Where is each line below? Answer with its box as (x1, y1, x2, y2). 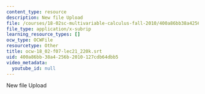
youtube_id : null (12, 65, 56, 72)
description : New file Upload (6, 15, 84, 21)
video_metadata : (6, 59, 48, 65)
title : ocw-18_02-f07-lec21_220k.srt (6, 49, 103, 55)
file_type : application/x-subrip (6, 25, 92, 32)
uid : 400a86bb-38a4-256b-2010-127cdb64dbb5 (6, 54, 119, 60)
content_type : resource (6, 8, 67, 15)
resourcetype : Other (6, 43, 59, 49)
